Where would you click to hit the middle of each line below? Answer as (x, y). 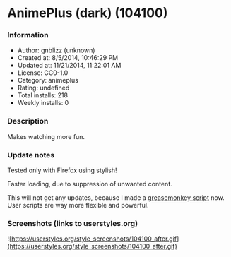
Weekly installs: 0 (43, 103)
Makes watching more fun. (46, 136)
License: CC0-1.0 (43, 73)
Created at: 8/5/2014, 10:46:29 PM (68, 58)
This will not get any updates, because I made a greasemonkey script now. (116, 198)
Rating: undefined (43, 88)
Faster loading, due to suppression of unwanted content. (90, 184)
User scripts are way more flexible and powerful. (78, 205)
